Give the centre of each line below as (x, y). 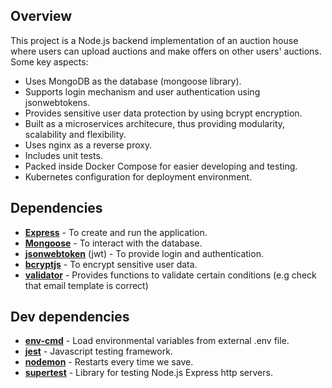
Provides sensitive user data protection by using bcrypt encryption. (163, 113)
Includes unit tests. (63, 155)
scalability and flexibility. (75, 134)
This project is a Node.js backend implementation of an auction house (154, 40)
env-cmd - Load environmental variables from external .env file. (157, 341)
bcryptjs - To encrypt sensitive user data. (111, 264)
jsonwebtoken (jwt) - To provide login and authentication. (144, 253)
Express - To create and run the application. (116, 232)
